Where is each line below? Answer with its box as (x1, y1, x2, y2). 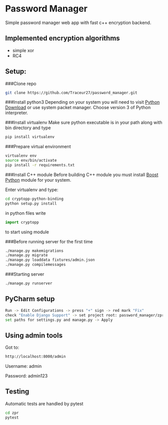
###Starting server (5, 271, 44, 277)
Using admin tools (5, 331, 63, 339)
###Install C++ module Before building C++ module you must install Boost (5, 171, 158, 178)
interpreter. (5, 110, 28, 116)
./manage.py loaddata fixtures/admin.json (5, 257, 95, 263)
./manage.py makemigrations (5, 248, 64, 253)
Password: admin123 (5, 373, 48, 379)
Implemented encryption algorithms (5, 34, 120, 43)
